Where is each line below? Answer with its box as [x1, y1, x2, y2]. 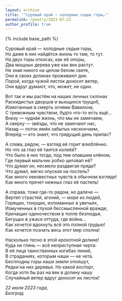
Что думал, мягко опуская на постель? [5, 168, 90, 174]
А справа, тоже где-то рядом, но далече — [5, 189, 99, 195]
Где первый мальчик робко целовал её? [5, 158, 93, 164]
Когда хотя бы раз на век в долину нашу [5, 269, 93, 275]
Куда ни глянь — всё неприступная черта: [5, 242, 97, 248]
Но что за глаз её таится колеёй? [5, 146, 77, 153]
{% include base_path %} [5, 36, 59, 42]
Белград [5, 290, 24, 296]
